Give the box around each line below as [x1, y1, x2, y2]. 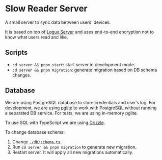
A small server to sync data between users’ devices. [5, 19, 111, 25]
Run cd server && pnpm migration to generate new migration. [12, 144, 136, 150]
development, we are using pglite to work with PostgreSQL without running [5, 105, 157, 111]
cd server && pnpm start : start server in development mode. [12, 61, 135, 67]
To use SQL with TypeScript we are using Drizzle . [5, 120, 105, 125]
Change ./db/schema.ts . [12, 139, 62, 145]
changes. [12, 72, 31, 78]
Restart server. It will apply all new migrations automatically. [12, 149, 134, 155]
